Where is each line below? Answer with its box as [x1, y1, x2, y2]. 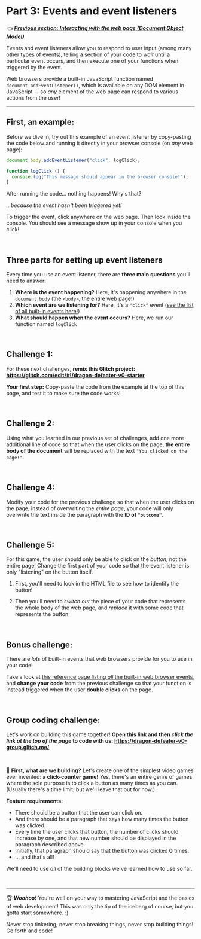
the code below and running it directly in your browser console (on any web [6, 139, 193, 147]
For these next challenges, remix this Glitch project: [6, 365, 136, 372]
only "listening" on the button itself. [6, 568, 93, 575]
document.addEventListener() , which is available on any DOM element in [6, 81, 184, 89]
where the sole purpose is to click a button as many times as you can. [6, 779, 178, 786]
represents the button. [14, 611, 70, 618]
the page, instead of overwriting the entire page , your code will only [6, 504, 173, 512]
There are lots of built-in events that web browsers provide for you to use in [6, 656, 193, 663]
